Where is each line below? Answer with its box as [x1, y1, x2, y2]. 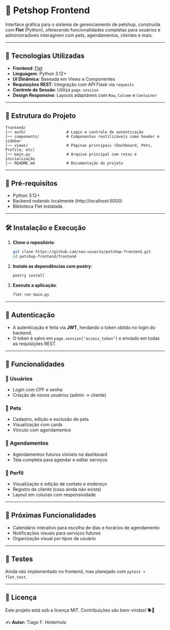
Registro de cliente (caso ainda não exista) [12, 486, 102, 492]
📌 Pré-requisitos [5, 179, 58, 187]
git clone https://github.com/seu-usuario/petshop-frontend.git [12, 249, 151, 254]
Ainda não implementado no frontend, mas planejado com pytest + [5, 568, 146, 574]
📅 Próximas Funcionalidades [5, 511, 97, 520]
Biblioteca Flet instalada [12, 203, 63, 210]
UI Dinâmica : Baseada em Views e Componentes [12, 76, 115, 82]
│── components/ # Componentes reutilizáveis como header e [5, 134, 159, 139]
